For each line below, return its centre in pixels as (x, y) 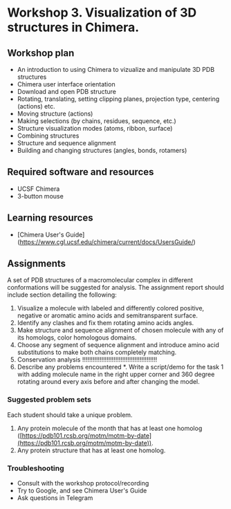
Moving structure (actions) (55, 113)
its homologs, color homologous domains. (77, 337)
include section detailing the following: (62, 295)
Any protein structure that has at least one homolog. (91, 450)
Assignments (37, 264)
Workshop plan (41, 53)
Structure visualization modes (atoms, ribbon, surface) (95, 128)
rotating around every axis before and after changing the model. (109, 382)
